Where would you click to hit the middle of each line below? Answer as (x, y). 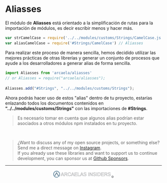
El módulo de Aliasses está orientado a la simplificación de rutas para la (79, 23)
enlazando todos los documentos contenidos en (54, 103)
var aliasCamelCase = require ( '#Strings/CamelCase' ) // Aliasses (74, 43)
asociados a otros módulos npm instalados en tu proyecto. (77, 123)
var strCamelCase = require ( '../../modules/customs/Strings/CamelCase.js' (84, 38)
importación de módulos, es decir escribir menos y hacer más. (69, 28)
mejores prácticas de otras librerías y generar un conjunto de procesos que (83, 58)
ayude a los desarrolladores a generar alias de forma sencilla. (68, 63)
